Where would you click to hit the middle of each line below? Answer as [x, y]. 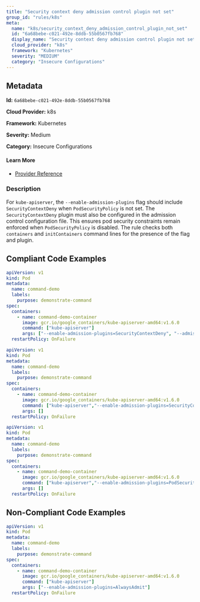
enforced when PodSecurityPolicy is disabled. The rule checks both [90, 227]
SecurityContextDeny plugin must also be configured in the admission [91, 214]
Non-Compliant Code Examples [66, 513]
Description [24, 189]
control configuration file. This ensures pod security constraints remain [93, 221]
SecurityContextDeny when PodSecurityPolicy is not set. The [81, 208]
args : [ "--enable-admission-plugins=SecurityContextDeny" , [96, 334]
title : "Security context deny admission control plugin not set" [90, 12]
